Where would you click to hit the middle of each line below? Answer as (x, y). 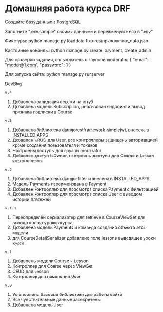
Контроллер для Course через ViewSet (52, 266)
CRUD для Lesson (30, 271)
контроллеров (27, 160)
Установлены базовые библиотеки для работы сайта (67, 294)
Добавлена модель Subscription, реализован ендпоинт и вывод (78, 106)
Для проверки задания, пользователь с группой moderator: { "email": (77, 59)
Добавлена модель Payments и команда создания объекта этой (79, 227)
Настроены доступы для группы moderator (57, 150)
